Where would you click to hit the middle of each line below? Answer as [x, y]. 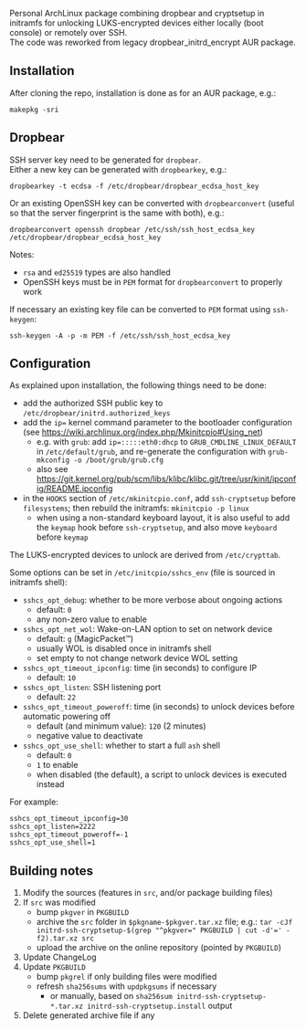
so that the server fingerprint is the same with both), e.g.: [117, 213]
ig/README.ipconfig [74, 489]
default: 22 [56, 697]
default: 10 [56, 678]
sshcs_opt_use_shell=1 [53, 843]
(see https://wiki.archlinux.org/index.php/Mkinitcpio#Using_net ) [142, 432]
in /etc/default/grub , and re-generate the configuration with [151, 452]
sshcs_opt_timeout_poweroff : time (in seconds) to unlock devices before [158, 707]
